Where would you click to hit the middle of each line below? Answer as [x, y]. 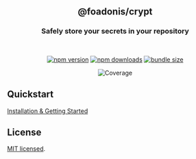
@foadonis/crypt [115, 12]
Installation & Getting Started [48, 111]
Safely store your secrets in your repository [115, 32]
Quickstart [30, 94]
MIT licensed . [26, 149]
